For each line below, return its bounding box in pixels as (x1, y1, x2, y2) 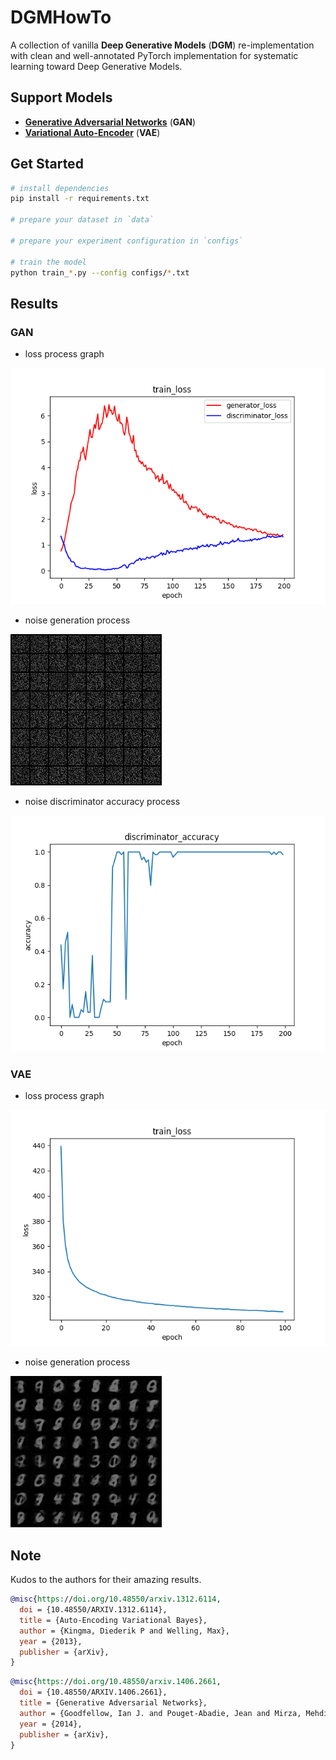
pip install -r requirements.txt (10, 194, 150, 204)
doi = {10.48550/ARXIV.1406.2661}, (19, 1687, 168, 1698)
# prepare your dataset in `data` (10, 215, 155, 225)
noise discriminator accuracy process (24, 796, 181, 808)
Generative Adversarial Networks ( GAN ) (24, 116, 197, 128)
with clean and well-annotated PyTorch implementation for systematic (10, 49, 299, 61)
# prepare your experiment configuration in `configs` (10, 236, 244, 246)
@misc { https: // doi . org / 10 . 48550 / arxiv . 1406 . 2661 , (10, 1677, 222, 1687)
